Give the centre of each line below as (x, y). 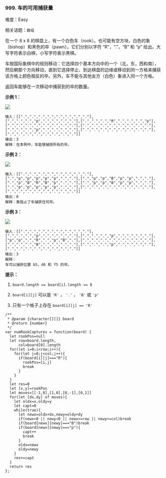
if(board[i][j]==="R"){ (43, 358)
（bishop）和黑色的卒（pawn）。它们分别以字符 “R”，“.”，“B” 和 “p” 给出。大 (83, 47)
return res (21, 467)
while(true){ (27, 410)
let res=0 (20, 384)
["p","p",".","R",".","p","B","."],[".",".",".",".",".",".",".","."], (80, 240)
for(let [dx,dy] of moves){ (39, 397)
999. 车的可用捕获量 (29, 7)
